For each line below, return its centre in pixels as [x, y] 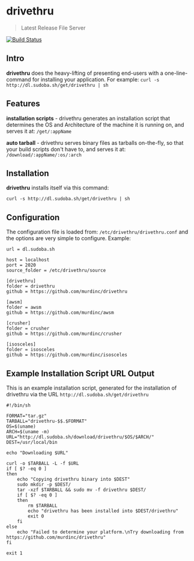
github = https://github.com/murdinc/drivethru [67, 292]
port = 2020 [21, 265]
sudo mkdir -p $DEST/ [44, 484]
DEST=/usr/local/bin [32, 442]
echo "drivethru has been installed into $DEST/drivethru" [103, 511]
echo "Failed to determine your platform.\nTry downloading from [101, 532]
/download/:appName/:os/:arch [44, 155]
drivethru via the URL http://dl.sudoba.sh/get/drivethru [77, 394]
